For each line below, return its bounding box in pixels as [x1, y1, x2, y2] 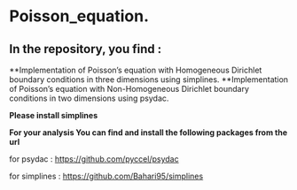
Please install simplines [9, 110, 98, 120]
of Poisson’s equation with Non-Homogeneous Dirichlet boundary [9, 84, 250, 94]
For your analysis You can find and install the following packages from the [9, 127, 288, 138]
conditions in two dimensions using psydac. [9, 93, 169, 103]
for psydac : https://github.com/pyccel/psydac [9, 154, 179, 164]
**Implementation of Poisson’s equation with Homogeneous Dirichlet [9, 65, 262, 75]
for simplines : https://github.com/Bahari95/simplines [9, 171, 204, 181]
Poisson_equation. [9, 6, 149, 27]
